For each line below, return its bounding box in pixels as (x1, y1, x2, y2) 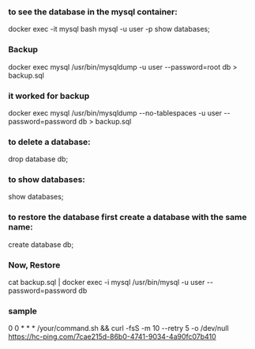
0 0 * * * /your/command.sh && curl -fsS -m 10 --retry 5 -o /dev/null (8, 324, 229, 333)
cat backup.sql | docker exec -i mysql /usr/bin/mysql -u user (8, 278, 205, 287)
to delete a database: (8, 136, 91, 147)
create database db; (8, 240, 74, 249)
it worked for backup (8, 90, 90, 101)
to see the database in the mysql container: (8, 6, 178, 17)
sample (8, 305, 38, 317)
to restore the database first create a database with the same (8, 212, 247, 223)
